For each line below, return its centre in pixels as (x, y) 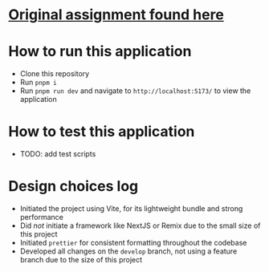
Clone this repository (55, 74)
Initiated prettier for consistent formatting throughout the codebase (133, 243)
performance (42, 217)
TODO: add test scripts (58, 154)
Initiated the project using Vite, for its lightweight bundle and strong (131, 209)
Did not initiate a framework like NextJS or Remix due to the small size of (140, 225)
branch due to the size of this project (81, 260)
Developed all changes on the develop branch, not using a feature (128, 251)
